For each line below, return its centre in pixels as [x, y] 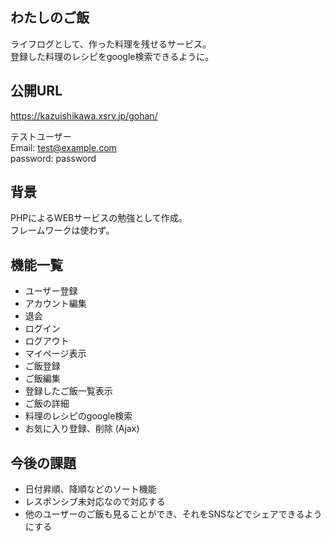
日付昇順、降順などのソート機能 [90, 489]
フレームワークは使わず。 [62, 230]
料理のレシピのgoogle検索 [78, 416]
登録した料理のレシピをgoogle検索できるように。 [112, 56]
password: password [53, 158]
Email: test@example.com [63, 147]
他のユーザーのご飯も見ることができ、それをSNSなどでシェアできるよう [173, 514]
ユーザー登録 [51, 291]
